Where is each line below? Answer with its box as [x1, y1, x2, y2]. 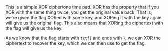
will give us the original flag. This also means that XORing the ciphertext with [5, 20, 163, 26]
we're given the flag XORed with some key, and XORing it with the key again [5, 15, 162, 20]
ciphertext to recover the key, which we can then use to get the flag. [5, 40, 146, 46]
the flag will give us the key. [5, 25, 63, 31]
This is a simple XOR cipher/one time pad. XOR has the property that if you [5, 4, 159, 10]
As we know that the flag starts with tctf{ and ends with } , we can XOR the [5, 35, 161, 41]
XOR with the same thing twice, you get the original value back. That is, [5, 9, 152, 15]
